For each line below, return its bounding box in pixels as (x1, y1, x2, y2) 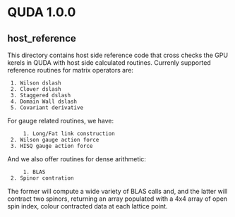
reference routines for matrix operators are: (7, 66, 134, 74)
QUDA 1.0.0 (7, 4, 76, 20)
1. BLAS (23, 168, 46, 175)
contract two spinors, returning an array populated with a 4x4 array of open (7, 194, 228, 203)
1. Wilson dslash (10, 80, 61, 87)
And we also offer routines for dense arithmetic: (7, 155, 147, 163)
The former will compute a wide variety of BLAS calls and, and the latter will (7, 187, 228, 195)
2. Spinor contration (10, 175, 74, 182)
